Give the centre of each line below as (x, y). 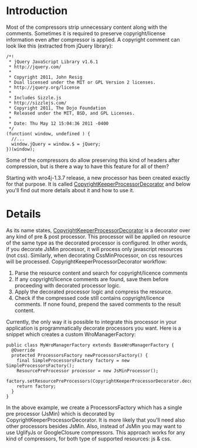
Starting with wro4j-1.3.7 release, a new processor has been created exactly (98, 178)
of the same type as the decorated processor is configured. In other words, (97, 243)
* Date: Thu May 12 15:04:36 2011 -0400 (59, 123)
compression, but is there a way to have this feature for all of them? (88, 166)
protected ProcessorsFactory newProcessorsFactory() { (80, 355)
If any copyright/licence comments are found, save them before (91, 279)
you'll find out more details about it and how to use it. (70, 190)
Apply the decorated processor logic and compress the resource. (94, 292)
